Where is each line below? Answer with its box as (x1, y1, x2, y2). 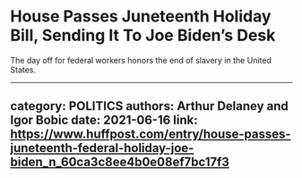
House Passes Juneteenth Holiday (10, 6, 272, 27)
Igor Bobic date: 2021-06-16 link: (10, 113, 198, 128)
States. (10, 64, 37, 75)
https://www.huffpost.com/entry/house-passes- (10, 127, 291, 142)
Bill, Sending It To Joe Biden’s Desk (10, 25, 276, 46)
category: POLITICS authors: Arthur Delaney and (10, 98, 289, 114)
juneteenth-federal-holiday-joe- (10, 140, 194, 156)
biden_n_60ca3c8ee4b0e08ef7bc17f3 (10, 155, 229, 170)
